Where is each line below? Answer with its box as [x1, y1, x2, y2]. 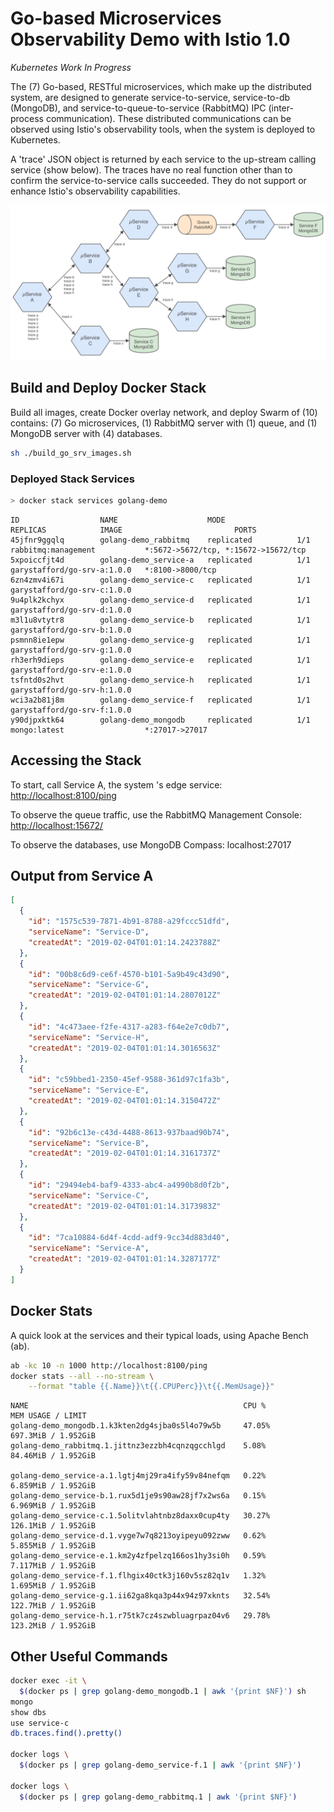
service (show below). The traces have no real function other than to [10, 163, 293, 176]
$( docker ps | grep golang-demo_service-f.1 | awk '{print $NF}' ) [19, 1760, 302, 1771]
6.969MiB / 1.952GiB [10, 1501, 97, 1511]
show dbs [10, 1707, 47, 1717]
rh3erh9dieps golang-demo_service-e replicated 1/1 [10, 655, 311, 665]
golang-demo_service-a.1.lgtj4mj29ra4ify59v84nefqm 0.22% [10, 1471, 267, 1481]
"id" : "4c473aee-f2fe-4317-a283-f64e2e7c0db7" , [28, 1022, 230, 1032]
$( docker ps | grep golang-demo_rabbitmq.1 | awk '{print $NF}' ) [19, 1792, 298, 1802]
